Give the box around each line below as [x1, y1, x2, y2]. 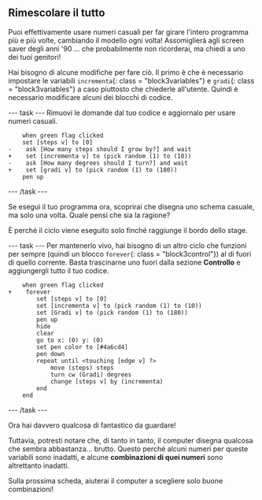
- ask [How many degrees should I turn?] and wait [8, 159, 189, 167]
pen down [36, 350, 65, 357]
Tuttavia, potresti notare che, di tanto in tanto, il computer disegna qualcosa [8, 435, 253, 445]
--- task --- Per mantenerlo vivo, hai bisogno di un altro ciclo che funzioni [8, 240, 247, 250]
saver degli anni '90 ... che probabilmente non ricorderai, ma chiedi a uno [8, 43, 245, 54]
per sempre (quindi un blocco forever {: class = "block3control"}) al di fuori [8, 249, 252, 258]
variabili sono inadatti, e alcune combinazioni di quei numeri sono [8, 452, 223, 461]
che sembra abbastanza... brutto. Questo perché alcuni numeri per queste [8, 444, 249, 454]
